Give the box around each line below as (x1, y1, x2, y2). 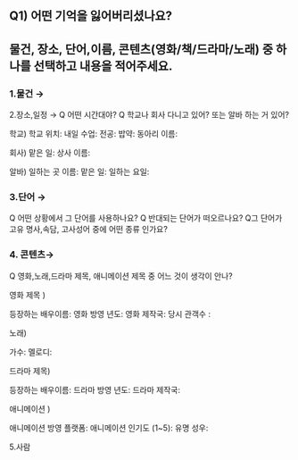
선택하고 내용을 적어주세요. (33, 58, 173, 73)
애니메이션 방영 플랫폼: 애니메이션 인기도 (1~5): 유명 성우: (9, 422, 209, 433)
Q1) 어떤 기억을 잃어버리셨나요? (9, 8, 172, 24)
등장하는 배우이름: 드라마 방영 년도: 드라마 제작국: (9, 384, 181, 395)
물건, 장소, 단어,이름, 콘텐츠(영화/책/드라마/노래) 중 (9, 41, 274, 56)
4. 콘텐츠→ (9, 248, 55, 261)
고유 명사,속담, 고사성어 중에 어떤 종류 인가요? (9, 224, 168, 235)
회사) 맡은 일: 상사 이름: (9, 147, 91, 158)
